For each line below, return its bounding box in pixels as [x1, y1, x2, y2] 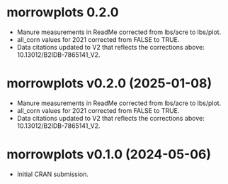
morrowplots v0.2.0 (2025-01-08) [6, 75, 212, 92]
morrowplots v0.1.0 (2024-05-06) [6, 146, 212, 163]
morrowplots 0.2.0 [6, 4, 119, 21]
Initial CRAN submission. [16, 170, 89, 178]
